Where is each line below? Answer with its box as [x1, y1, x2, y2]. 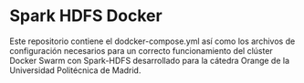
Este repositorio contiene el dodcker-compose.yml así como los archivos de [9, 36, 296, 47]
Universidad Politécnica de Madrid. [9, 65, 142, 76]
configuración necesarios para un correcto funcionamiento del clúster [9, 45, 274, 56]
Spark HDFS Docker [9, 5, 162, 26]
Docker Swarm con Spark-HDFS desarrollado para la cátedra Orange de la [9, 55, 290, 66]
